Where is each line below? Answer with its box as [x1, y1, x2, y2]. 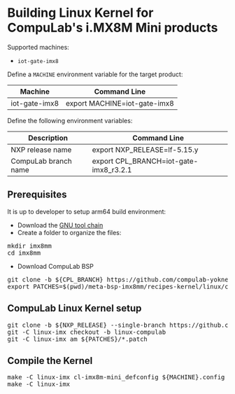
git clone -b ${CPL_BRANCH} [7, 275, 104, 283]
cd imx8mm [7, 248, 41, 257]
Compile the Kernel [7, 355, 93, 367]
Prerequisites [7, 189, 67, 201]
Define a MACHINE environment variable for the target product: [7, 70, 183, 78]
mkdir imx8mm [7, 241, 52, 250]
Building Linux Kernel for [7, 5, 154, 21]
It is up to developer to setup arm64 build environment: [7, 207, 166, 216]
